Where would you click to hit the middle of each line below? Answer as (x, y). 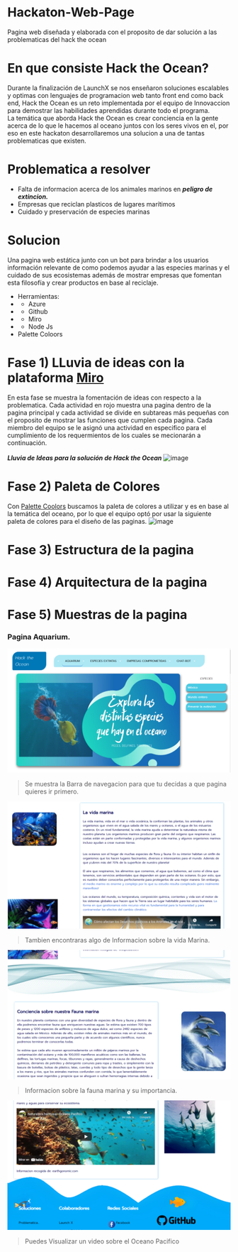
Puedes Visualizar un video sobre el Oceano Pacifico (102, 1241)
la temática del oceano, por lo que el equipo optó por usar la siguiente (109, 514)
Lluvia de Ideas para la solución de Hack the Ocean (85, 458)
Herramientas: (39, 296)
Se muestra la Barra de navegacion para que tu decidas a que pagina (125, 784)
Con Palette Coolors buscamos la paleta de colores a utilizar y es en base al (118, 506)
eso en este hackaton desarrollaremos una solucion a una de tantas (106, 133)
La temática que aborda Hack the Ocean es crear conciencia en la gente (113, 118)
